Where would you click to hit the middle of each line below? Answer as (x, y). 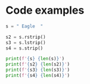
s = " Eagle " (24, 26)
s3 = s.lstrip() (26, 42)
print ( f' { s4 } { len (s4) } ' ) (38, 76)
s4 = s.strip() (24, 48)
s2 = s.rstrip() (26, 37)
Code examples (45, 10)
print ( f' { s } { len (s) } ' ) (35, 59)
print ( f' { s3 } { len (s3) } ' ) (38, 70)
